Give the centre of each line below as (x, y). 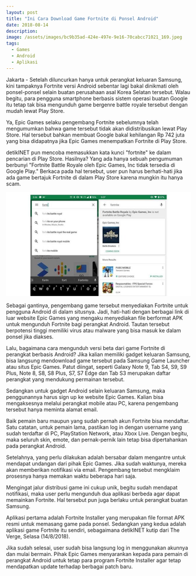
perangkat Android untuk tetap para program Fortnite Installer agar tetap (94, 560)
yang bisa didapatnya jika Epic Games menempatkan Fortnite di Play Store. (97, 141)
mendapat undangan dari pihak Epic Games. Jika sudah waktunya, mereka (96, 463)
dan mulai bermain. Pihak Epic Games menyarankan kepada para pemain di (97, 554)
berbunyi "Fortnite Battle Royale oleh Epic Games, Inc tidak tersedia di (91, 165)
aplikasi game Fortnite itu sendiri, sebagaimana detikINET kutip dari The (93, 530)
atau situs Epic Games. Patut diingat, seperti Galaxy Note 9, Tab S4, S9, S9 (97, 367)
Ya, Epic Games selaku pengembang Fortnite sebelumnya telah (82, 122)
